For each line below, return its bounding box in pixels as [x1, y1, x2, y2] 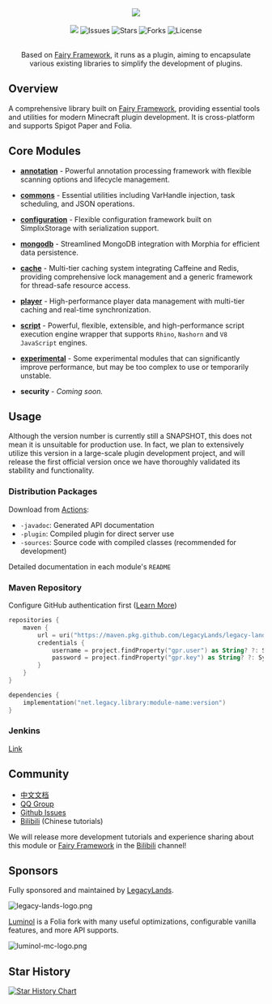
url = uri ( [37, 631, 74, 639]
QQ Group [19, 799, 54, 809]
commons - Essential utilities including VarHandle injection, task [19, 190, 236, 200]
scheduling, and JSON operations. [19, 199, 135, 208]
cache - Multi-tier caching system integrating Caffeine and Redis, [19, 263, 240, 272]
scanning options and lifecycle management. [19, 174, 170, 184]
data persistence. [19, 247, 79, 257]
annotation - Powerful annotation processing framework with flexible [19, 165, 252, 175]
